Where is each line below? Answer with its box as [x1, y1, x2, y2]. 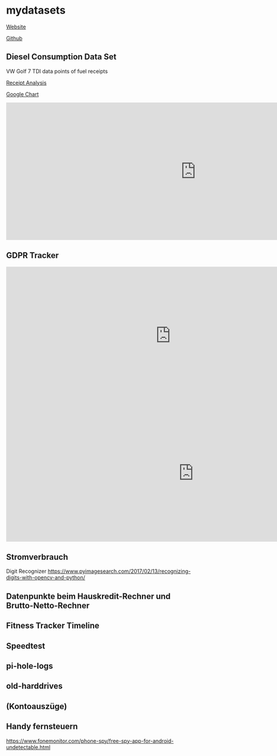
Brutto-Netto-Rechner [6, 600, 90, 611]
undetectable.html [6, 744, 51, 751]
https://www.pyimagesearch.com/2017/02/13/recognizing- [47, 567, 191, 575]
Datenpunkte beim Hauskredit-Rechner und [6, 591, 171, 601]
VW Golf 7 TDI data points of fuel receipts [6, 68, 108, 75]
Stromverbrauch [6, 552, 68, 562]
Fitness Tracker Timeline [6, 621, 99, 631]
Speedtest [6, 641, 46, 651]
